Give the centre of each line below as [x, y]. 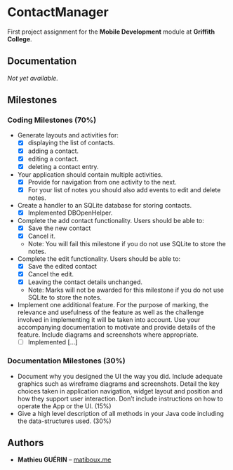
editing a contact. [53, 159]
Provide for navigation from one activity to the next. [102, 182]
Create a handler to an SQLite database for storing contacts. [104, 205]
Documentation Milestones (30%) [66, 361]
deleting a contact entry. [63, 166]
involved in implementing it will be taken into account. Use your [109, 320]
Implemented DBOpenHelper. [70, 213]
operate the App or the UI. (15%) [64, 406]
